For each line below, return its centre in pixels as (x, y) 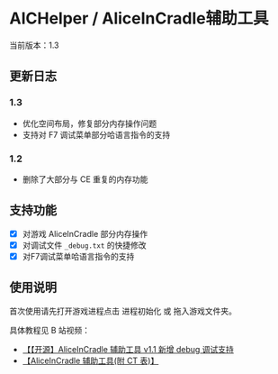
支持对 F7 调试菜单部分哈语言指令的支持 (96, 134)
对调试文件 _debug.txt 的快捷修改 (84, 245)
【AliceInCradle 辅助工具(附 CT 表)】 (90, 360)
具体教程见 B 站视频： (50, 330)
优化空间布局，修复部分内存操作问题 (90, 123)
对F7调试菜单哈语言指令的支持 (78, 256)
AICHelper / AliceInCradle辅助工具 (139, 18)
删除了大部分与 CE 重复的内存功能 (85, 179)
